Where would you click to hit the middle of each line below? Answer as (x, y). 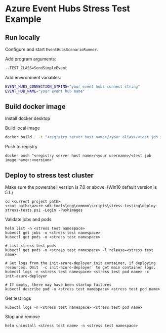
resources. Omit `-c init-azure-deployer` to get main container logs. (80, 268)
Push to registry (21, 147)
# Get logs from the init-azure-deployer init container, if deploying (80, 263)
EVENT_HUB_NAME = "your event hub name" (45, 91)
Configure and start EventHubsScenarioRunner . (52, 49)
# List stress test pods (31, 246)
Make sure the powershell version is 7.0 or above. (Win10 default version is (81, 187)
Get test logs (18, 298)
